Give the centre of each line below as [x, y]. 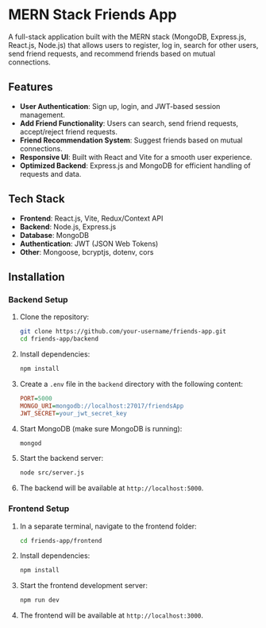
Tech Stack [37, 199]
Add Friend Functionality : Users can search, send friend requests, [129, 123]
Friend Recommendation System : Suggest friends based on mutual [131, 140]
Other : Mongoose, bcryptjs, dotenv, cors [87, 252]
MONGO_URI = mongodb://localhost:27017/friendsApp [102, 406]
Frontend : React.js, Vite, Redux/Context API [91, 218]
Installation [37, 277]
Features [31, 87]
